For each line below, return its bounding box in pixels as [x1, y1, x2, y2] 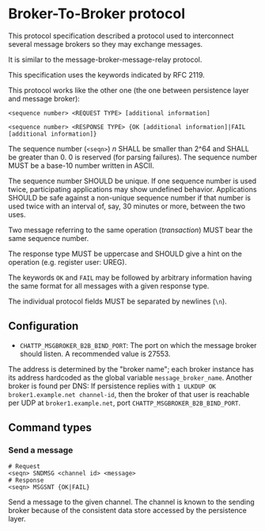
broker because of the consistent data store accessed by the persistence [8, 506, 247, 515]
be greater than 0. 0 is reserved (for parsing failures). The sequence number [8, 152, 258, 162]
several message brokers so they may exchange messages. [8, 39, 203, 48]
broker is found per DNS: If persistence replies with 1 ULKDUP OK [8, 381, 216, 391]
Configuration [8, 319, 79, 333]
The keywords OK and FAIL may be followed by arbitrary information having [8, 273, 252, 282]
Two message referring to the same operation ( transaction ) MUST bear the [8, 225, 253, 235]
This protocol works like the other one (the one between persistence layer [8, 85, 249, 95]
